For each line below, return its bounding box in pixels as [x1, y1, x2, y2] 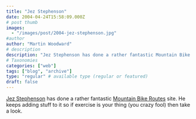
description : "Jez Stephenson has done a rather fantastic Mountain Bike [6, 52, 191, 58]
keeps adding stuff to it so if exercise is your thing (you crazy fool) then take [6, 101, 191, 108]
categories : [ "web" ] [6, 62, 57, 69]
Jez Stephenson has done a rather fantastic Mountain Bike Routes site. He [6, 95, 186, 102]
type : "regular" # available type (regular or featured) [6, 73, 148, 79]
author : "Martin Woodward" [6, 41, 72, 47]
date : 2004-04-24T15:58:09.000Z [6, 14, 85, 20]
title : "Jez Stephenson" [6, 8, 67, 15]
